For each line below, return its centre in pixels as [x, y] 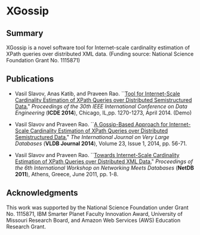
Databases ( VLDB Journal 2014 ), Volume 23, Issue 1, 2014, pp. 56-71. [101, 143]
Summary [25, 33]
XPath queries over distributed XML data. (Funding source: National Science [100, 54]
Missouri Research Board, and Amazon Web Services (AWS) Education [93, 220]
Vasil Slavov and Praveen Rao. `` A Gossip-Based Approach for [91, 124]
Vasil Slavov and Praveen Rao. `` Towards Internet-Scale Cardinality [97, 155]
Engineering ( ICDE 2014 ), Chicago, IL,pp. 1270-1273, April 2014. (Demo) [103, 113]
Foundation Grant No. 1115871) [43, 60]
